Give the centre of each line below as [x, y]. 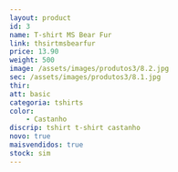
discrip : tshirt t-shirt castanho [75, 128]
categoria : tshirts [47, 102]
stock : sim [30, 153]
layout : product [40, 18]
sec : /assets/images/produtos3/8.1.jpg [85, 77]
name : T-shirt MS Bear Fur [61, 35]
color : [22, 111]
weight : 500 [32, 60]
